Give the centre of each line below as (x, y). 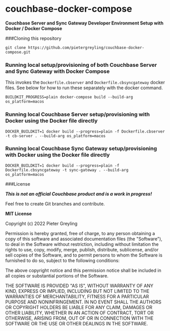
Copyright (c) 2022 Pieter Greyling (41, 223)
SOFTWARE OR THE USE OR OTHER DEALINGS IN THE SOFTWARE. (77, 323)
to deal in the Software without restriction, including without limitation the (82, 244)
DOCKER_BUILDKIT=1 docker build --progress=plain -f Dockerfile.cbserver (85, 131)
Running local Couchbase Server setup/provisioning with (78, 114)
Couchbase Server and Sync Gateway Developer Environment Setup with (84, 23)
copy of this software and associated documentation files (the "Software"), (84, 239)
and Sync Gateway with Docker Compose (58, 71)
